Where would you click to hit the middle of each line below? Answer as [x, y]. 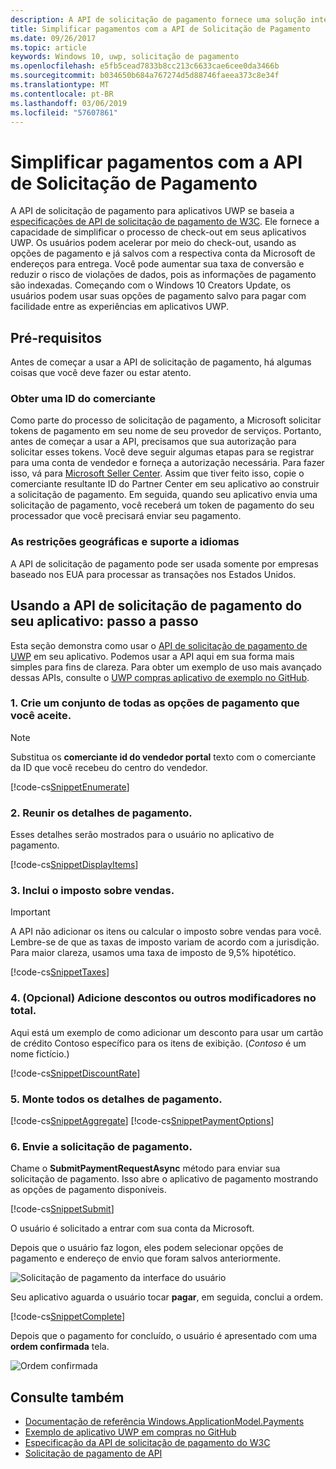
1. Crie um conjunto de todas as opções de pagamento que [155, 703]
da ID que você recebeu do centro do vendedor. [109, 767]
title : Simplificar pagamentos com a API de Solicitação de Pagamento [160, 29]
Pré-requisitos [56, 337]
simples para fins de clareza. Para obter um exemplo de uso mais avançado [166, 667]
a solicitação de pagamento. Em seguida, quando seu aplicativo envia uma [164, 495]
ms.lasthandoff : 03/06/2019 [69, 103]
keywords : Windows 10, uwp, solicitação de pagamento [125, 57]
